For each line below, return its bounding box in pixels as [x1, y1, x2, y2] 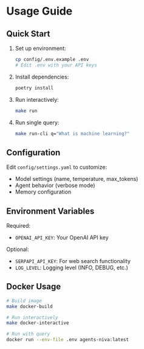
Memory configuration [15, 188, 72, 196]
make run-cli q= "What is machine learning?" [15, 130, 130, 136]
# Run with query [6, 331, 50, 337]
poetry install [15, 85, 54, 91]
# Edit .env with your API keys [15, 62, 97, 68]
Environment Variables [6, 206, 95, 216]
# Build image [6, 297, 43, 304]
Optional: [6, 245, 29, 253]
